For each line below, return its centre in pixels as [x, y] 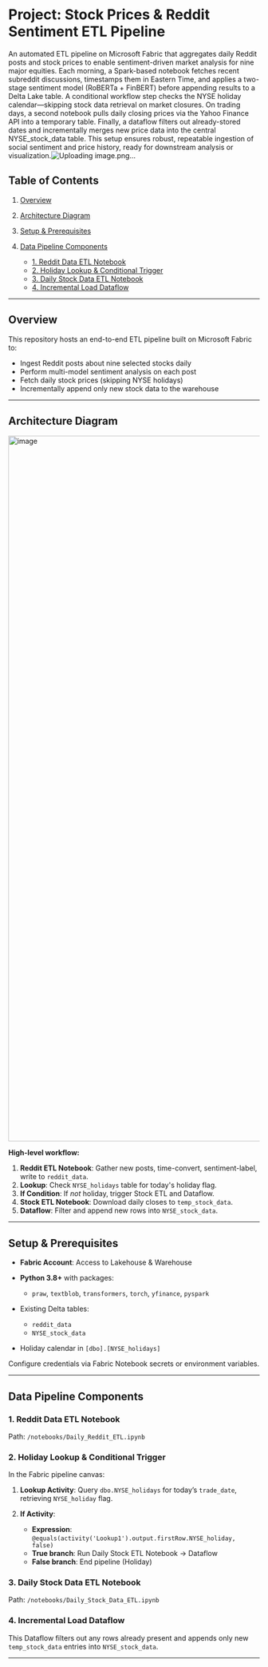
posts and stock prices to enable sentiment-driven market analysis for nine [131, 62]
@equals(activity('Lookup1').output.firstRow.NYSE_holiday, [134, 1538]
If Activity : [37, 1514]
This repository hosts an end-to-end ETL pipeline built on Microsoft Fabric [130, 339]
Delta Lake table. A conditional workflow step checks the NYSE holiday [125, 96]
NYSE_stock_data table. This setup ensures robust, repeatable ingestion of [131, 138]
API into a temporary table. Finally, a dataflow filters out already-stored [124, 121]
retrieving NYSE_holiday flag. [66, 1499]
